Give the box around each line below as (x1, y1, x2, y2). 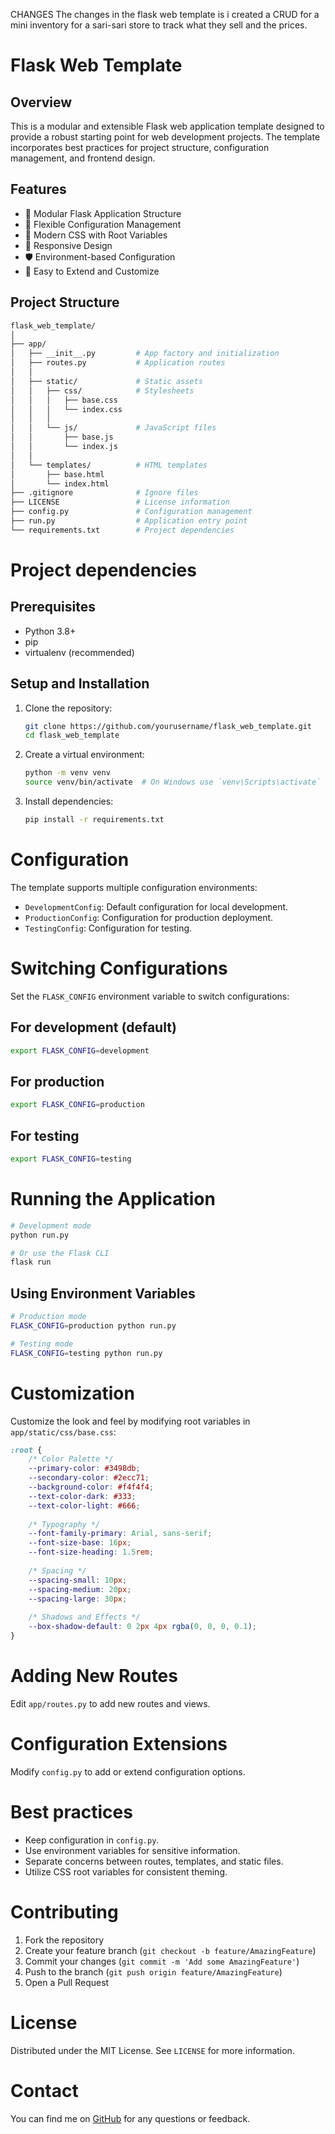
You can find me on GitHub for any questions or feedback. (10, 2112, 251, 2124)
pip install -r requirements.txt (24, 815, 165, 825)
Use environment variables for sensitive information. (24, 1844, 241, 1856)
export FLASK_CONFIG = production (10, 1100, 145, 1110)
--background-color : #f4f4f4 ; (28, 1482, 155, 1493)
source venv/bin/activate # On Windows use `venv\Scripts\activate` (24, 777, 322, 788)
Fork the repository (24, 1934, 105, 1946)
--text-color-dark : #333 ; (28, 1491, 137, 1501)
